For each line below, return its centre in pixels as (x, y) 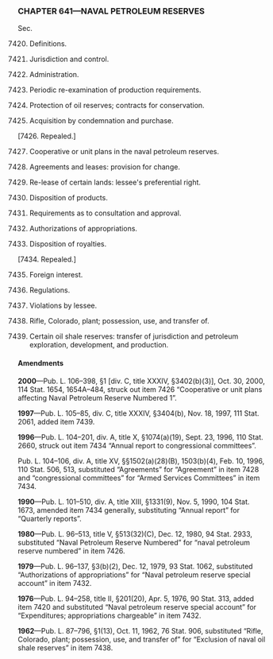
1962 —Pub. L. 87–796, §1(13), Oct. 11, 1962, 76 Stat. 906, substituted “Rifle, (140, 630)
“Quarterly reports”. (50, 518)
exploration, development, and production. (99, 345)
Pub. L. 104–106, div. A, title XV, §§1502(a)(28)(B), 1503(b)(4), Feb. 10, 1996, (141, 461)
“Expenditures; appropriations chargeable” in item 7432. (110, 615)
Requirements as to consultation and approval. (105, 213)
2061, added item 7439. (56, 421)
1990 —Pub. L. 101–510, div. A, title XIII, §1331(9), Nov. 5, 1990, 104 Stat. (134, 502)
